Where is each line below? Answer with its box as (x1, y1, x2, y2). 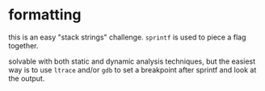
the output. (8, 73, 45, 83)
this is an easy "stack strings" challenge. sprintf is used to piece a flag (8, 32, 246, 42)
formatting (8, 6, 82, 24)
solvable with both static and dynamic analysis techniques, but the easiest (8, 56, 256, 66)
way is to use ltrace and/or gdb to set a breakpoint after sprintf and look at (8, 64, 257, 74)
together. (8, 40, 39, 50)
